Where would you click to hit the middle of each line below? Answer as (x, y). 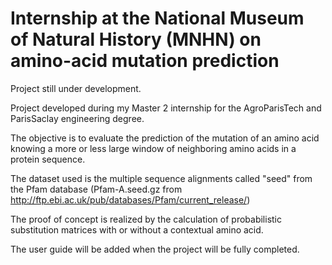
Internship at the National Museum (157, 18)
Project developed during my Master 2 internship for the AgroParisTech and (166, 108)
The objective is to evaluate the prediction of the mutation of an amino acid (165, 138)
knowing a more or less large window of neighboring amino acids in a (153, 148)
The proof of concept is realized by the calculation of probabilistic (146, 219)
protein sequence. (48, 159)
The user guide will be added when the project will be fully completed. (155, 249)
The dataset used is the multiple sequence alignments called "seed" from (161, 178)
